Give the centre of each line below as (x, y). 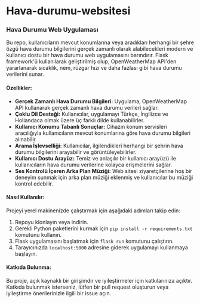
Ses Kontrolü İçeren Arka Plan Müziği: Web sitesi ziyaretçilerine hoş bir (103, 171)
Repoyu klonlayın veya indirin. (51, 222)
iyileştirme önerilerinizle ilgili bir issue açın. (59, 293)
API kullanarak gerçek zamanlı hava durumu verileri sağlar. (87, 107)
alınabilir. (26, 139)
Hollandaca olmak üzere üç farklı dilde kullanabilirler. (80, 120)
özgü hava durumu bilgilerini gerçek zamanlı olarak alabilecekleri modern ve (100, 49)
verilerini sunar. (25, 74)
